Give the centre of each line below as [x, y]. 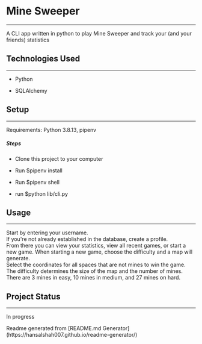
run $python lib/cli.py [41, 193]
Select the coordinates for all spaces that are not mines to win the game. [96, 265]
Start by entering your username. [47, 233]
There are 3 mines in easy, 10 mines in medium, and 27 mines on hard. [93, 278]
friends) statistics [28, 40]
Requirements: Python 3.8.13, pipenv [51, 130]
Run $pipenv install [39, 170]
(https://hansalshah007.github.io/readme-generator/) [72, 335]
